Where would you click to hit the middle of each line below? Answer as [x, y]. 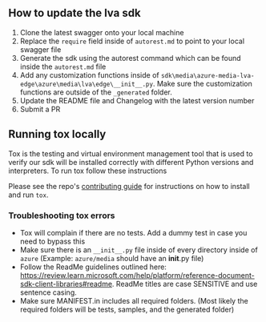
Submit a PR [40, 109]
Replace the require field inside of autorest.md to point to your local [132, 41]
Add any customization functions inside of [89, 74]
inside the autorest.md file [63, 66]
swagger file [40, 49]
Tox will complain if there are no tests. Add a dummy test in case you [133, 232]
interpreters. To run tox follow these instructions [88, 171]
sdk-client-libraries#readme [66, 284]
